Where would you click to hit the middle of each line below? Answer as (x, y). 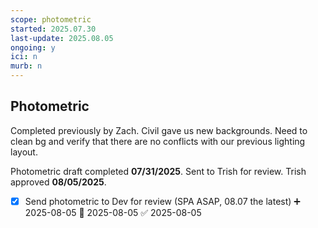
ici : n (24, 57)
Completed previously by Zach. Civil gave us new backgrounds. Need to (159, 130)
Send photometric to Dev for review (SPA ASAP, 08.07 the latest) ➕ (162, 201)
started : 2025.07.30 (53, 29)
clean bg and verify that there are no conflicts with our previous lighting (158, 141)
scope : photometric (51, 19)
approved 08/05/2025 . (58, 182)
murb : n (26, 66)
